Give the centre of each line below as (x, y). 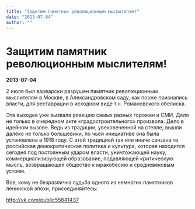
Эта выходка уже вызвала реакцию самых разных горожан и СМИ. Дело (98, 115)
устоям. (16, 171)
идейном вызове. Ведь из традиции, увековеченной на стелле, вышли (94, 128)
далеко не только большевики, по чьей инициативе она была (83, 134)
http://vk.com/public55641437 (43, 200)
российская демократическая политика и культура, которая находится (95, 146)
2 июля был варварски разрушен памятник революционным (82, 91)
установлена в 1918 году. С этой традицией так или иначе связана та (92, 140)
